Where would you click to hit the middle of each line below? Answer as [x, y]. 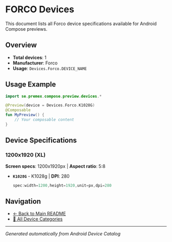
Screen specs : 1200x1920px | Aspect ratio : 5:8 [56, 166]
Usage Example [31, 85]
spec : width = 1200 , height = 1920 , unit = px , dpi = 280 [62, 185]
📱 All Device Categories [38, 219]
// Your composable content [44, 120]
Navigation [23, 201]
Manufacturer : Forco [35, 63]
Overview [21, 45]
